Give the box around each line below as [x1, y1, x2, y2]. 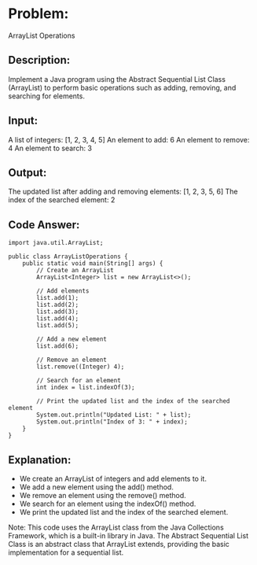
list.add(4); [36, 315, 79, 323]
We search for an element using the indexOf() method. [19, 499, 196, 508]
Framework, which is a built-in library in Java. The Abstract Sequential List [8, 531, 249, 540]
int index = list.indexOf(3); [36, 383, 135, 392]
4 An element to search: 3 [8, 143, 93, 153]
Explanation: [8, 453, 72, 467]
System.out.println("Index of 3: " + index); [36, 418, 189, 426]
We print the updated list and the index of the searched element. [19, 508, 229, 516]
